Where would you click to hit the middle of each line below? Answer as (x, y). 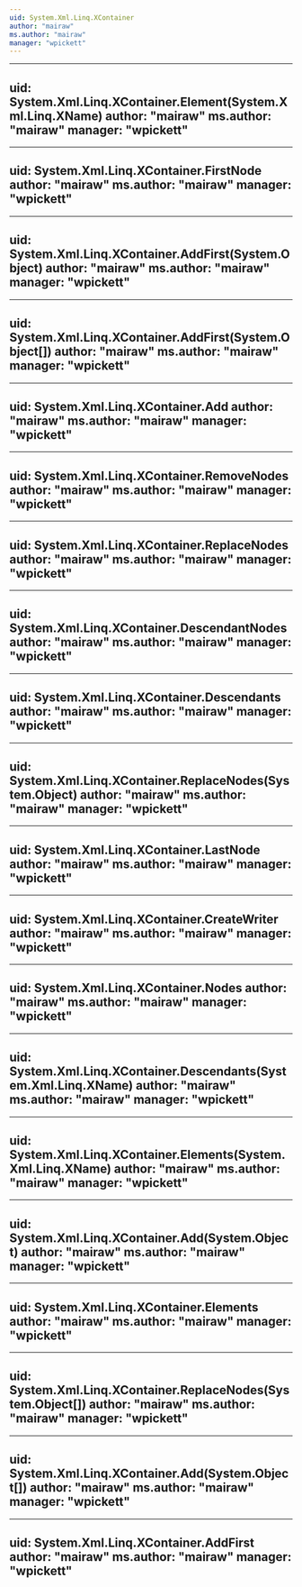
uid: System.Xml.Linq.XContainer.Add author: (142, 406)
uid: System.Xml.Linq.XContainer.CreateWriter (144, 919)
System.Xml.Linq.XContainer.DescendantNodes (148, 629)
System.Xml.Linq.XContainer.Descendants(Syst (148, 1072)
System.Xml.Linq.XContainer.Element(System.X (149, 101)
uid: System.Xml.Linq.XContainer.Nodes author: (148, 988)
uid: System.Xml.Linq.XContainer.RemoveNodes (149, 475)
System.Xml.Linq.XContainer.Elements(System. (147, 1155)
